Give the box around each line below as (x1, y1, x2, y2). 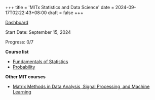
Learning (12, 89, 31, 95)
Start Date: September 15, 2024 (5, 29, 71, 35)
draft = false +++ (48, 10, 84, 16)
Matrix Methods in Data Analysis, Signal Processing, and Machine (12, 83, 150, 89)
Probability (12, 64, 35, 70)
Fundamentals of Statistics (12, 59, 68, 65)
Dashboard (5, 20, 29, 25)
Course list (5, 49, 29, 55)
